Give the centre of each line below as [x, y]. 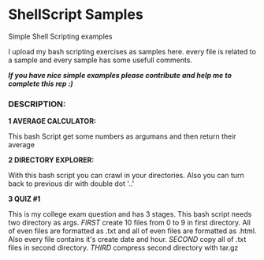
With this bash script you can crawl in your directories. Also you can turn [126, 176]
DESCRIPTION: [37, 104]
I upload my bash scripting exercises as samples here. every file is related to [132, 51]
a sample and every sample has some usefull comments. [100, 60]
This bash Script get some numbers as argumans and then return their [122, 136]
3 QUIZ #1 [24, 199]
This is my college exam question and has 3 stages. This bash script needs [130, 214]
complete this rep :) [41, 84]
